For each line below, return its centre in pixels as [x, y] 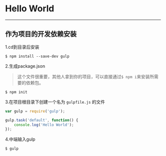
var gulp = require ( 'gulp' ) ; [35, 111]
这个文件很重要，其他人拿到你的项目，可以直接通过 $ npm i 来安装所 [85, 77]
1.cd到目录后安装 [22, 47]
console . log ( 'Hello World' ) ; [44, 125]
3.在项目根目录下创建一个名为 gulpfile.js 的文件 [55, 102]
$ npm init [16, 92]
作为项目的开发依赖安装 [41, 34]
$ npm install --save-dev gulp [37, 56]
